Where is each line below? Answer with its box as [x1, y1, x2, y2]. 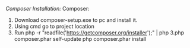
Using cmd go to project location [14, 23, 94, 30]
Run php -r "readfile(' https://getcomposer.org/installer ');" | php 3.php [14, 29, 185, 36]
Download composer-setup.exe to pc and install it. [14, 17, 138, 23]
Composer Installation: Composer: [5, 5, 90, 12]
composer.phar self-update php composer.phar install [14, 36, 147, 42]
